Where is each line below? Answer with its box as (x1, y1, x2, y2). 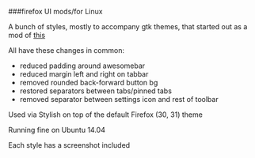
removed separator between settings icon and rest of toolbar (19, 95, 219, 103)
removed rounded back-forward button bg (19, 78, 158, 87)
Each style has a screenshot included (8, 141, 131, 149)
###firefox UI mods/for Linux (8, 7, 103, 16)
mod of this (8, 31, 46, 39)
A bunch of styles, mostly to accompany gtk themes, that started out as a (8, 22, 248, 31)
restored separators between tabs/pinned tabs (19, 86, 173, 96)
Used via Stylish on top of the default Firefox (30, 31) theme (8, 110, 204, 119)
